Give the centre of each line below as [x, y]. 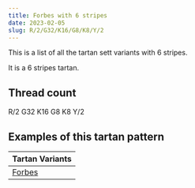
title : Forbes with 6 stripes [58, 15]
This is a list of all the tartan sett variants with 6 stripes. [98, 53]
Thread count [42, 93]
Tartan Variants [42, 159]
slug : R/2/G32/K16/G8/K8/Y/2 [56, 30]
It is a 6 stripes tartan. [44, 68]
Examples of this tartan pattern [86, 136]
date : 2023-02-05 [37, 23]
